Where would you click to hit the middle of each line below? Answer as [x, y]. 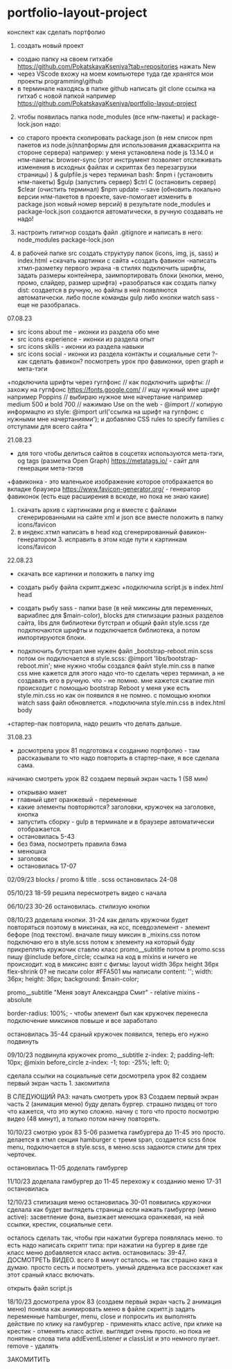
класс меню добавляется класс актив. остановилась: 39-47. [97, 1252]
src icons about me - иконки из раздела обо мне [88, 331]
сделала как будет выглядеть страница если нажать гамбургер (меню [112, 1209]
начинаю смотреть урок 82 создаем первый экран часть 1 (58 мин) [108, 778]
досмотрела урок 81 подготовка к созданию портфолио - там [108, 750]
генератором [37, 539]
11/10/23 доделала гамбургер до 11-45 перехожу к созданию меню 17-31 [114, 1181]
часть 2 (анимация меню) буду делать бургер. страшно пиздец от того [112, 1104]
